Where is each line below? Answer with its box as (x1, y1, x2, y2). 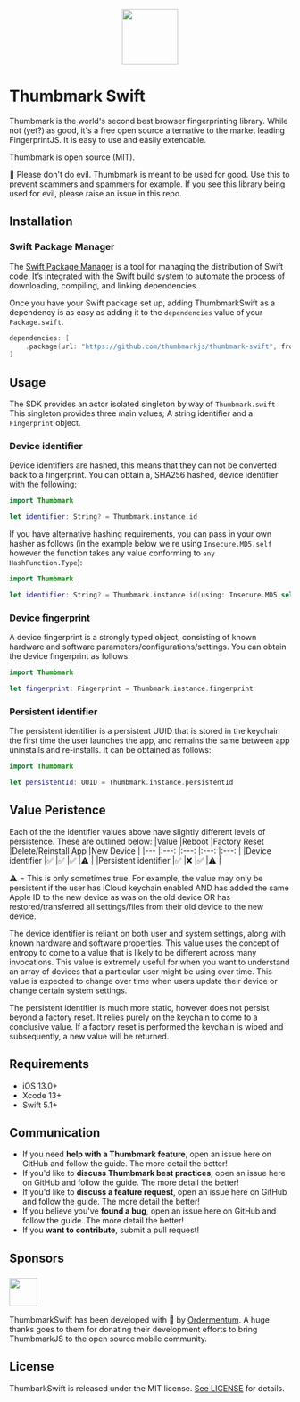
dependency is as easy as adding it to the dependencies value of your (9, 306, 263, 317)
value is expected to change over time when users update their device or (9, 975, 279, 986)
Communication (9, 1125, 101, 1140)
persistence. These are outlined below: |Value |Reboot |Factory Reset (9, 836, 265, 847)
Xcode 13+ (21, 1089, 62, 1100)
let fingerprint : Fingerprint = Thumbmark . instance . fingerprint (9, 684, 254, 694)
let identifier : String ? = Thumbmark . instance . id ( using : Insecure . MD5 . (9, 590, 282, 599)
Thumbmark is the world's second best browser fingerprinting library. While (9, 115, 288, 126)
